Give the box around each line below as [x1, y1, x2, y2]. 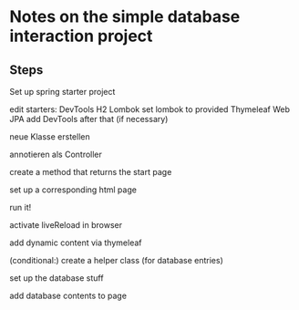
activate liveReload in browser [9, 220, 123, 230]
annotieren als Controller [9, 149, 103, 160]
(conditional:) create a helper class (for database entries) [9, 255, 223, 265]
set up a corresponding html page [9, 184, 137, 195]
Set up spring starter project [9, 87, 116, 97]
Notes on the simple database [9, 6, 241, 27]
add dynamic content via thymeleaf [9, 237, 142, 248]
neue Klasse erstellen [9, 131, 90, 142]
